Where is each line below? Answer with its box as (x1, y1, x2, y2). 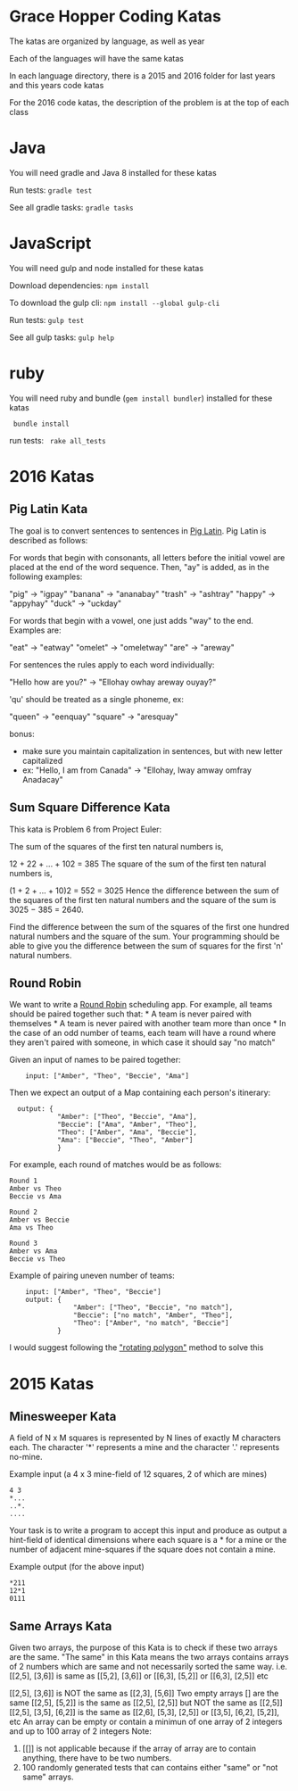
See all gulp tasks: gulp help (9, 332, 114, 343)
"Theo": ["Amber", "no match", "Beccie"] (72, 1319, 229, 1328)
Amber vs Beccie (9, 1215, 70, 1224)
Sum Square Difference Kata (9, 800, 171, 816)
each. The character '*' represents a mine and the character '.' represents (9, 1442, 280, 1453)
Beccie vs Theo (9, 1255, 66, 1264)
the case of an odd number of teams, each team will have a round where (9, 1028, 277, 1039)
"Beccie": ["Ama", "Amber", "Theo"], (56, 1120, 198, 1130)
